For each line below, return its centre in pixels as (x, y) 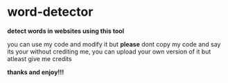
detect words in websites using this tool (66, 31)
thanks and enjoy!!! (36, 72)
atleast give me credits (40, 58)
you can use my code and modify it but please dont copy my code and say (114, 44)
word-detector (50, 12)
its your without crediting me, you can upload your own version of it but (109, 51)
